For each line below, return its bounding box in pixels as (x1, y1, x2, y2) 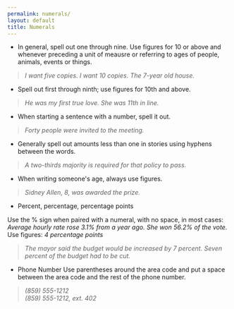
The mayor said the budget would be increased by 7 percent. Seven (24, 244, 223, 253)
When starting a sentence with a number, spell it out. (17, 112, 171, 121)
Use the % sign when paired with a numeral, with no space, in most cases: (7, 216, 224, 224)
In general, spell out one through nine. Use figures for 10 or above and (17, 43, 221, 51)
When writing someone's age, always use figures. (17, 174, 163, 183)
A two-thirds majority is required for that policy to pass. (24, 161, 187, 169)
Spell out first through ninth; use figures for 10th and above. (17, 85, 192, 94)
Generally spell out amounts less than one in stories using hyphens (17, 140, 213, 148)
